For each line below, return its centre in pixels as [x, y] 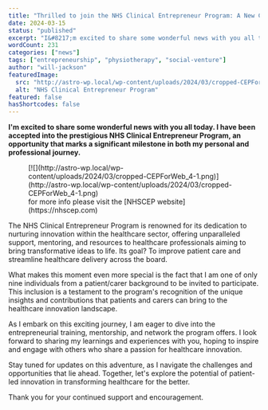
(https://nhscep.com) [63, 210]
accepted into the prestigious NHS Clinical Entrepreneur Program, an [125, 135]
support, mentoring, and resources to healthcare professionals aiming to [127, 243]
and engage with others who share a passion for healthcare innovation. [125, 349]
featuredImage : [33, 75]
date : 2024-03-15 [37, 23]
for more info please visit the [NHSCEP [92, 202]
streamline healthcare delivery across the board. [88, 260]
